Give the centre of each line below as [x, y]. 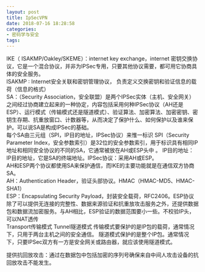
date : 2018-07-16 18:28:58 [41, 23]
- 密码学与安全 [23, 35]
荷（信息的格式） [28, 89]
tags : [13, 40]
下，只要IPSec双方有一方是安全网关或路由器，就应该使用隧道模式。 [91, 242]
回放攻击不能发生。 [31, 263]
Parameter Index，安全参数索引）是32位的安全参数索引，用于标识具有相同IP [102, 142]
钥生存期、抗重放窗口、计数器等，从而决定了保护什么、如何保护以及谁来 [97, 119]
